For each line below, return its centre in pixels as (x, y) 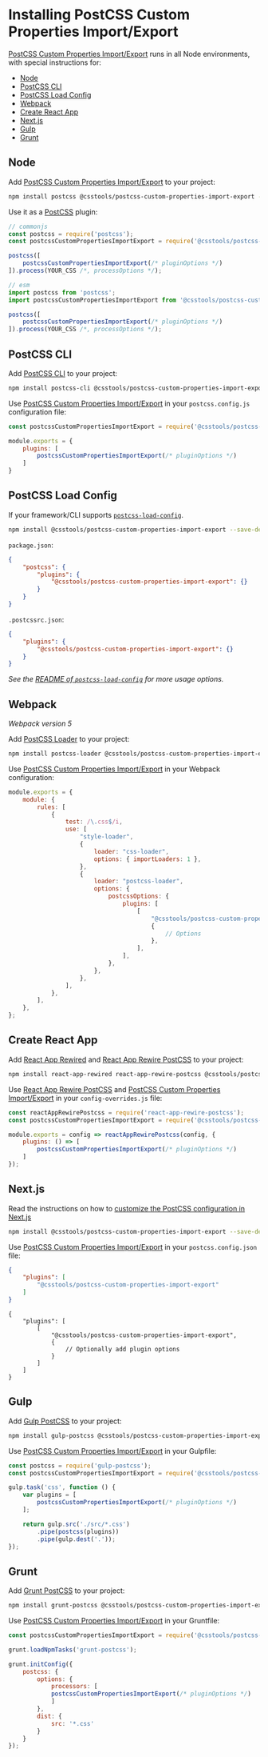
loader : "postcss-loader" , (138, 882)
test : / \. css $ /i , (94, 822)
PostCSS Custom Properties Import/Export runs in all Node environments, (129, 54)
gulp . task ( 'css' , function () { (62, 1487)
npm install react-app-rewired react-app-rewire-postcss (105, 1074)
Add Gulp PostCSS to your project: (65, 1421)
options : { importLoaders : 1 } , (148, 859)
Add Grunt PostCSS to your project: (67, 1591)
